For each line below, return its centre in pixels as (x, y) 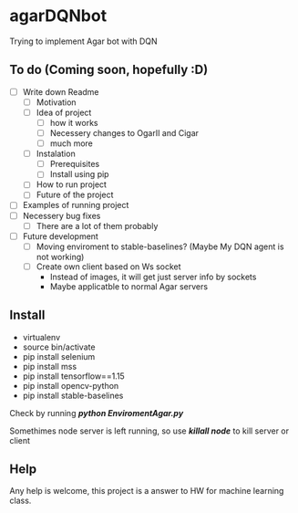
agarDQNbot (58, 16)
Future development (60, 236)
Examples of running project (76, 205)
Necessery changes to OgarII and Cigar (124, 133)
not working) (60, 256)
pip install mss (50, 366)
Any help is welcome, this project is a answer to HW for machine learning (147, 491)
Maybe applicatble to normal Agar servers (128, 286)
